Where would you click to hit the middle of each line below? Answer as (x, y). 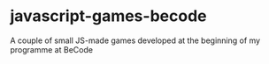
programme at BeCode (52, 49)
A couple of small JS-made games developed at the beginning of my (135, 40)
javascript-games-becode (108, 16)
